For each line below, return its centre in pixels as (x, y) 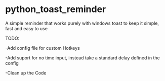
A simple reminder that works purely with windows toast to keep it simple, (82, 23)
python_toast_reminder (56, 9)
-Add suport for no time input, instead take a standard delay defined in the (83, 58)
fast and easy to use (27, 28)
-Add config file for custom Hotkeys (43, 48)
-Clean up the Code (26, 73)
